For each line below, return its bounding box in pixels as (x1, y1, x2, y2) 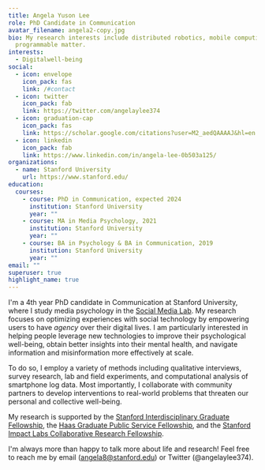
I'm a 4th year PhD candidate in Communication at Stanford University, (8, 298, 238, 307)
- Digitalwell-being (15, 56, 83, 64)
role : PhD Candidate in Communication (8, 19, 136, 27)
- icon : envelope (15, 70, 73, 78)
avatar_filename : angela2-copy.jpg (8, 26, 125, 34)
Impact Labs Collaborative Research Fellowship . (8, 429, 164, 438)
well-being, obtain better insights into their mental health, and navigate (8, 340, 238, 349)
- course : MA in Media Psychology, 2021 (22, 217, 157, 225)
